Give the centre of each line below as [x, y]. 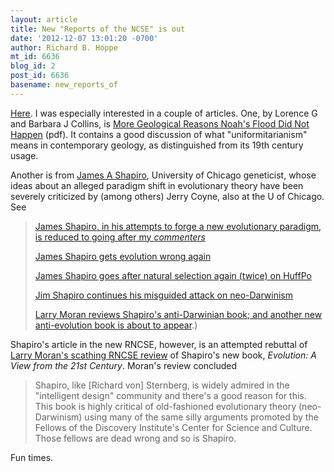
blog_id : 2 [33, 66]
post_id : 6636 [40, 76]
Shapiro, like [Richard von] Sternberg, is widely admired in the [162, 385]
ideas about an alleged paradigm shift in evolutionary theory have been [157, 185]
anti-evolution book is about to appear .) [116, 325]
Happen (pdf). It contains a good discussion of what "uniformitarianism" [159, 134]
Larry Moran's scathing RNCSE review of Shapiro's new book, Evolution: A [163, 355]
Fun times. [32, 457]
